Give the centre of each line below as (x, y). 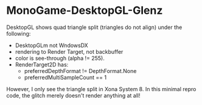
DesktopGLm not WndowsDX (51, 45)
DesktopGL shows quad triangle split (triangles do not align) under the (94, 27)
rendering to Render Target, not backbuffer (69, 51)
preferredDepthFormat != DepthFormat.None (80, 71)
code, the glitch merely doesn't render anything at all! (73, 95)
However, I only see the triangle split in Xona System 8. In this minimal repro (101, 89)
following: (19, 33)
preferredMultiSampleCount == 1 (65, 77)
